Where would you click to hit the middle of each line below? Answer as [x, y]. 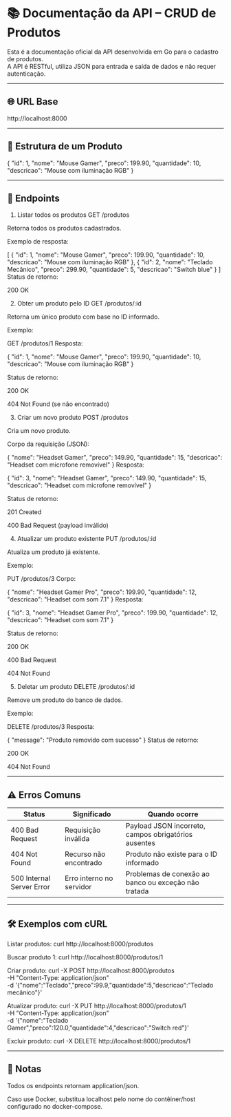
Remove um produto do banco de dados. [65, 700]
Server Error [30, 887]
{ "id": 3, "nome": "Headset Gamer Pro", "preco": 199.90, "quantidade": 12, [112, 613]
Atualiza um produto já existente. [54, 552]
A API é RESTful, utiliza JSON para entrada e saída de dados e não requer [112, 66]
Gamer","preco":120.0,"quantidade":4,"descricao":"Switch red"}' [98, 1028]
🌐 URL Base [33, 102]
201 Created [24, 512]
